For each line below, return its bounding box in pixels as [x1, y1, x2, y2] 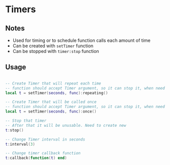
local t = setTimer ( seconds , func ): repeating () [5, 90, 108, 95]
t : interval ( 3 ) [5, 142, 36, 147]
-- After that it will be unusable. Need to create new [5, 123, 126, 128]
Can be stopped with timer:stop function [12, 48, 99, 54]
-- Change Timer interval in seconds [5, 136, 86, 142]
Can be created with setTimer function [12, 43, 94, 49]
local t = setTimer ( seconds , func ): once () [5, 109, 97, 114]
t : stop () [5, 127, 24, 133]
